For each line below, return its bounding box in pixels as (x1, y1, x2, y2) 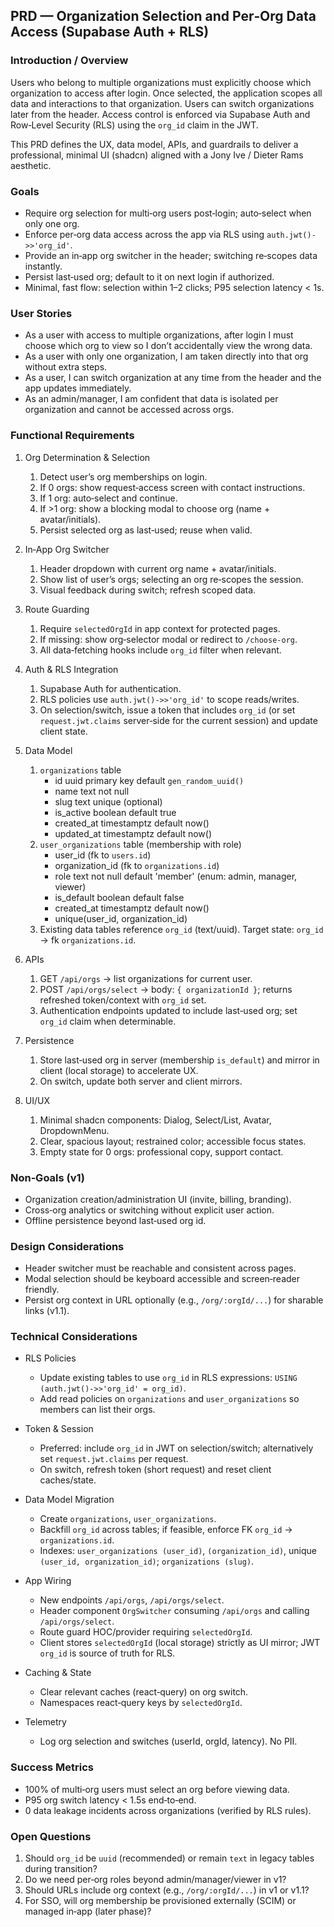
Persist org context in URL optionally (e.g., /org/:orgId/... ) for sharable (24, 1294, 324, 1306)
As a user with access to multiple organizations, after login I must (24, 329, 294, 341)
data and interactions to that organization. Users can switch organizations (10, 97, 315, 109)
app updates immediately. (24, 382, 132, 394)
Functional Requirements (10, 429, 135, 443)
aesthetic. (10, 159, 52, 171)
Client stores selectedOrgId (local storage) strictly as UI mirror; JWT (39, 1637, 321, 1649)
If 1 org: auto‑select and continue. (39, 492, 178, 504)
